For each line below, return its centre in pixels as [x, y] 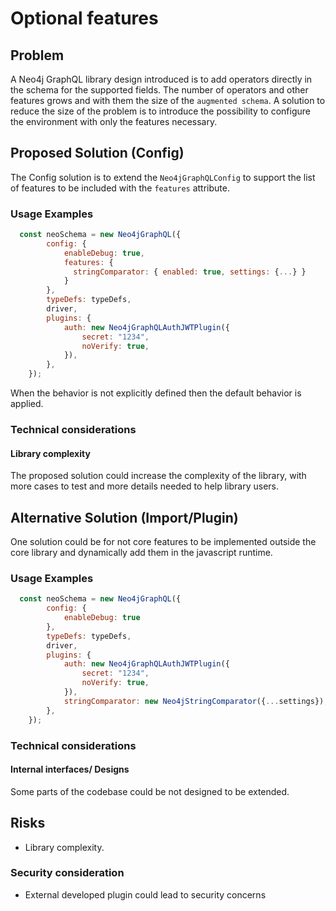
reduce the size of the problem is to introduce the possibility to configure [161, 111]
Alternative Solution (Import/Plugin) [124, 517]
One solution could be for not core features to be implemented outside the [163, 542]
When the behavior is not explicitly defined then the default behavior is [156, 393]
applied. [27, 404]
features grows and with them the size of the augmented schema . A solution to [168, 100]
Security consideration [67, 873]
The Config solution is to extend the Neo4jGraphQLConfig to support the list [163, 177]
